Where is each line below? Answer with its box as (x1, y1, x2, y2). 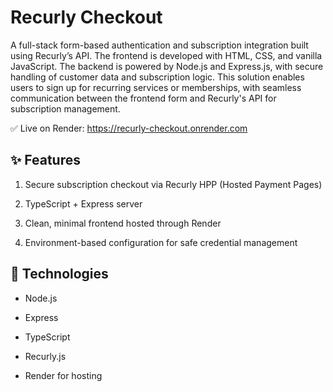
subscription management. (10, 102, 121, 115)
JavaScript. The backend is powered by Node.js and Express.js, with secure (10, 60, 324, 72)
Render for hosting (24, 369, 103, 381)
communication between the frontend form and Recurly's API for (10, 92, 277, 104)
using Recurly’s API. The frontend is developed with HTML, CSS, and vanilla (10, 49, 323, 61)
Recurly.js (24, 350, 67, 362)
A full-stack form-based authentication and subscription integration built (10, 39, 309, 51)
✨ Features (10, 152, 81, 169)
